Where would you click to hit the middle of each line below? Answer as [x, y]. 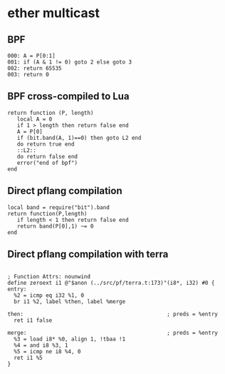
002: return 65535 [35, 69]
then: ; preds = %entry [113, 314]
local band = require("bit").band [59, 207]
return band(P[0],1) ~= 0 [55, 226]
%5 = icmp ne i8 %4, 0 [47, 352]
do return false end [47, 156]
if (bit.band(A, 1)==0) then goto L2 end [79, 138]
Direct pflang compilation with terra [88, 254]
